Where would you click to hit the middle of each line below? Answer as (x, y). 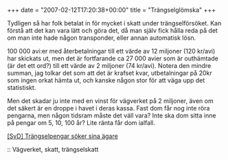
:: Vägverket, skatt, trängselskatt (53, 149)
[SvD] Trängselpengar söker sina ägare (62, 136)
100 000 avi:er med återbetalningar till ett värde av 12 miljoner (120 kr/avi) (111, 51)
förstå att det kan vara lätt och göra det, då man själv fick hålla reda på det (113, 31)
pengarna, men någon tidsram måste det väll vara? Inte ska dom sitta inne (112, 115)
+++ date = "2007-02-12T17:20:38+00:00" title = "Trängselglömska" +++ (112, 10)
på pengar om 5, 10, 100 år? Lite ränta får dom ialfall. (81, 123)
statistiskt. (22, 88)
